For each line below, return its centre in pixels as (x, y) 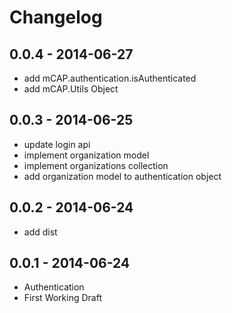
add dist (40, 232)
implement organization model (86, 155)
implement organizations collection (96, 165)
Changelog (56, 17)
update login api (57, 144)
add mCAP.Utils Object (71, 89)
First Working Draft (62, 298)
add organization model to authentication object (122, 176)
